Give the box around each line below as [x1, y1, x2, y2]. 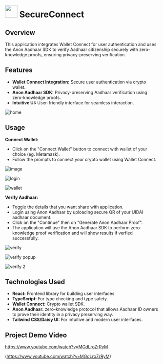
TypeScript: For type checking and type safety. [12, 296, 108, 302]
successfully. [12, 235, 39, 241]
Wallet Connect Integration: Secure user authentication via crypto [12, 79, 146, 85]
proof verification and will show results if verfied [36, 230, 133, 236]
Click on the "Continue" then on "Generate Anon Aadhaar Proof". [12, 219, 143, 225]
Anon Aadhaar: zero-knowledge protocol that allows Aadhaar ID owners [12, 306, 159, 312]
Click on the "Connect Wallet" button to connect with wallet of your [12, 146, 147, 152]
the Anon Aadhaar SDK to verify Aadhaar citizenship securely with [5, 47, 138, 52]
